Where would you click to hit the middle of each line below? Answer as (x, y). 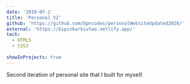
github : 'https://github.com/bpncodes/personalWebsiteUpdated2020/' (96, 23)
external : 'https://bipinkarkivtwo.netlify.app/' (71, 29)
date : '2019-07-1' (30, 12)
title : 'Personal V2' (34, 18)
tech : (13, 35)
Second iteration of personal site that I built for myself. (75, 74)
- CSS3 (20, 46)
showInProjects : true (34, 57)
